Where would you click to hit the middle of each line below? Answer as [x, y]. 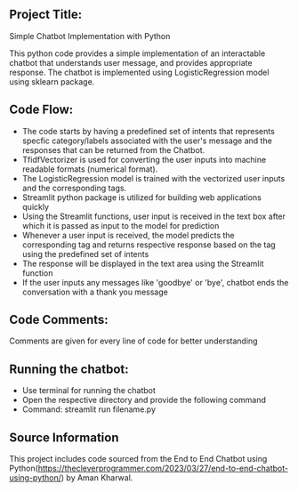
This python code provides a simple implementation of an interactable [137, 53]
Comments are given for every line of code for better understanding [133, 341]
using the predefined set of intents [85, 254]
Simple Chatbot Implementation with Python [90, 36]
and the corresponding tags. [74, 188]
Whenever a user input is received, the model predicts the [128, 235]
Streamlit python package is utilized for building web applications [142, 197]
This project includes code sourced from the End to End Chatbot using [138, 459]
